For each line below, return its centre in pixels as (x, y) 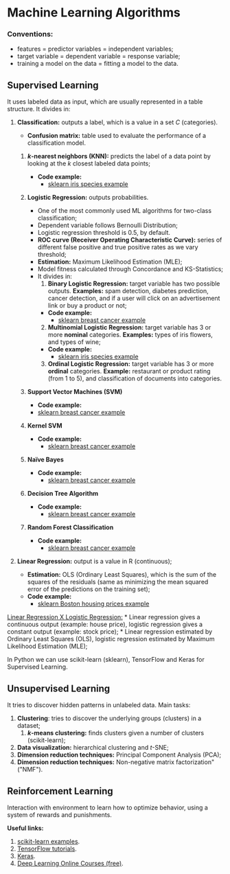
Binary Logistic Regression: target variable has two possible (134, 284)
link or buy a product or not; (87, 306)
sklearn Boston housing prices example (93, 604)
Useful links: (25, 828)
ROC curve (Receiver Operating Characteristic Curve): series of (130, 240)
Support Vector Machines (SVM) (75, 392)
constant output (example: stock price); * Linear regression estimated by (110, 632)
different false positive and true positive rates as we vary (118, 247)
